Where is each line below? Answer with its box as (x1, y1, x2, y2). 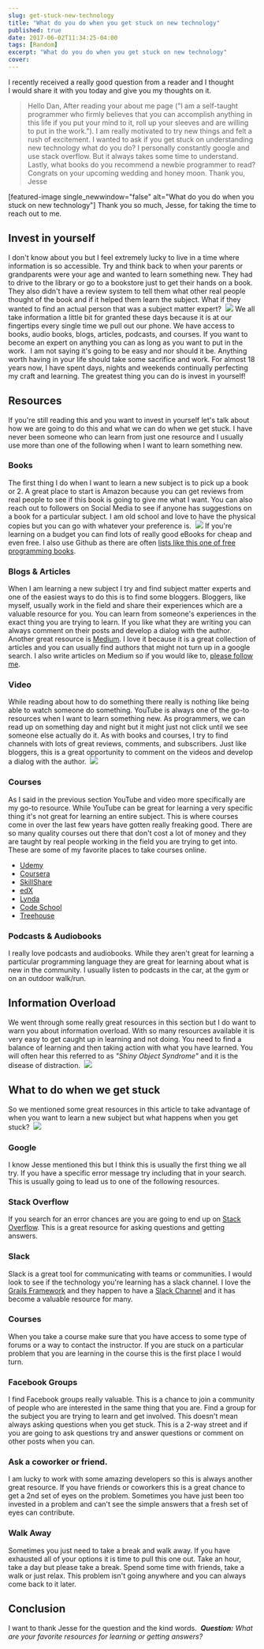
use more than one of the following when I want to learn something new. (8, 440, 243, 450)
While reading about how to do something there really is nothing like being (8, 697, 250, 707)
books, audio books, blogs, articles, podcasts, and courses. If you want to (8, 329, 248, 338)
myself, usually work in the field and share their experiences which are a (8, 601, 243, 610)
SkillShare (19, 877, 53, 886)
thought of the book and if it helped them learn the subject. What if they (8, 294, 241, 304)
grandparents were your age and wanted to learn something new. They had (8, 270, 253, 279)
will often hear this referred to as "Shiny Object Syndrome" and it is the (8, 1051, 239, 1060)
